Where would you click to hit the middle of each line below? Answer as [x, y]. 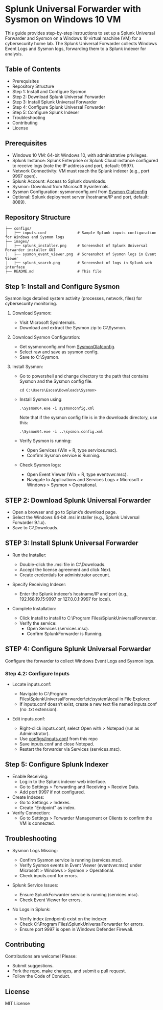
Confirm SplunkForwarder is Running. [65, 634]
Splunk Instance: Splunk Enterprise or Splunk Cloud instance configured [85, 160]
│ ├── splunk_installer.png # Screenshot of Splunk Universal [76, 246]
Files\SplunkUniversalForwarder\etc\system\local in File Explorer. [85, 699]
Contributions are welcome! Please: [41, 956]
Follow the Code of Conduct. [41, 976]
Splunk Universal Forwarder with [73, 9]
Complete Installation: [34, 608]
